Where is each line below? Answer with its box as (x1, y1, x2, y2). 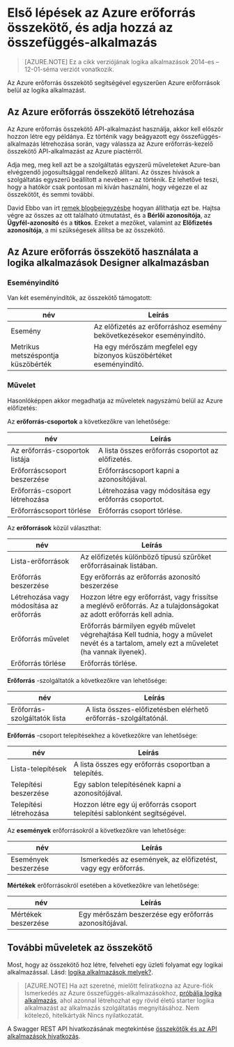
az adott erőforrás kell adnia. (79, 609, 174, 619)
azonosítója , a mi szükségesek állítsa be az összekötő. (7, 225, 166, 234)
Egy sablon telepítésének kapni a (73, 779, 182, 789)
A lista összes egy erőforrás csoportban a (73, 759, 210, 769)
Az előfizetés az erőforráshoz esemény (93, 322, 222, 332)
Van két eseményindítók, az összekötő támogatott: (7, 294, 152, 302)
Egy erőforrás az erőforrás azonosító (79, 572, 201, 582)
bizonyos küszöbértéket (93, 351, 173, 361)
